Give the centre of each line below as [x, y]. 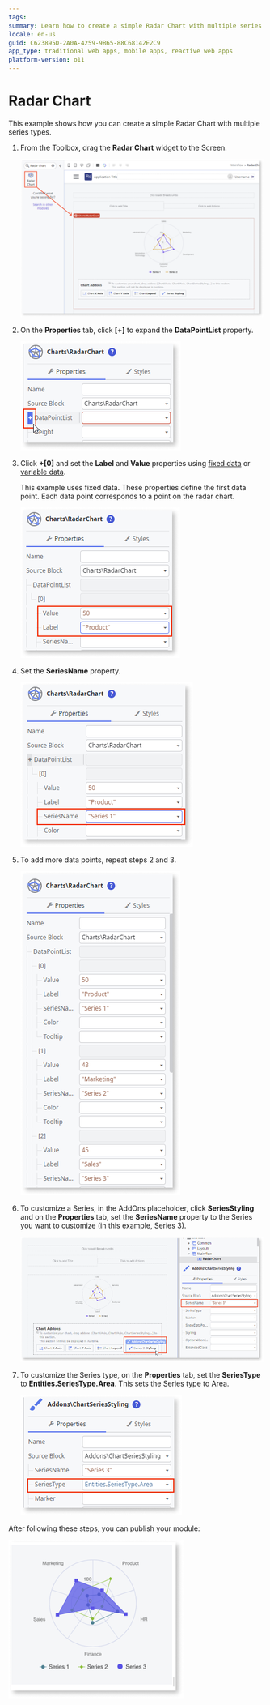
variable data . [43, 472]
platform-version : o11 [46, 60]
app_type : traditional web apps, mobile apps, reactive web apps [120, 51]
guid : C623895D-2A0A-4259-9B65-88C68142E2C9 [84, 43]
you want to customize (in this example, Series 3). [103, 1225]
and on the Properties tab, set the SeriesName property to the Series [136, 1216]
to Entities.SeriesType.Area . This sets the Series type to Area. [124, 1384]
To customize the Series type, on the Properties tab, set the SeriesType [140, 1375]
